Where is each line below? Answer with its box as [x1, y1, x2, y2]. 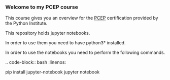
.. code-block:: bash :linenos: [5, 59, 66, 65]
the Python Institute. [5, 20, 48, 26]
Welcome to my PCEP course [5, 4, 79, 11]
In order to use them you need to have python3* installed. [5, 40, 126, 46]
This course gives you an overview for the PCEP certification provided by [5, 15, 158, 21]
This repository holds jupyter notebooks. [5, 30, 90, 36]
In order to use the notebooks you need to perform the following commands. [5, 49, 165, 56]
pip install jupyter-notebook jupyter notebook [5, 69, 100, 75]
